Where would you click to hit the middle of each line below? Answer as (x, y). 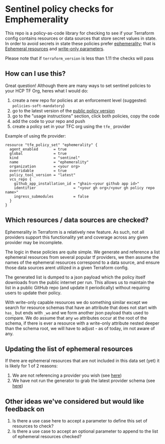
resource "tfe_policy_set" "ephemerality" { (51, 145)
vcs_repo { (21, 179)
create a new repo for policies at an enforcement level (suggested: (80, 100)
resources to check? (33, 426)
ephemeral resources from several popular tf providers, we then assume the (82, 257)
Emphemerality (37, 19)
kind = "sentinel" (45, 158)
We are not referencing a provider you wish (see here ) (67, 375)
